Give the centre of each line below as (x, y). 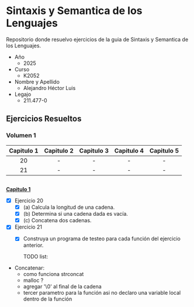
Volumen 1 (21, 136)
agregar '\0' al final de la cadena (63, 287)
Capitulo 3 (94, 150)
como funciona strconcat (53, 274)
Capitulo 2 (59, 150)
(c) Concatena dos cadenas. (57, 220)
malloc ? (33, 280)
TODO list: (36, 257)
